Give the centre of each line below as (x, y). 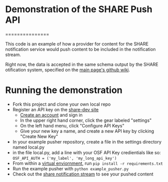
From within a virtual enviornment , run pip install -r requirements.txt (88, 163)
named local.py (29, 147)
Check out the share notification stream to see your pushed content (83, 174)
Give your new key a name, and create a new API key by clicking (87, 131)
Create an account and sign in (51, 115)
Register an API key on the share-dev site (55, 109)
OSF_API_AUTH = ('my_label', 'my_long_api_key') (65, 158)
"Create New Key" (39, 136)
